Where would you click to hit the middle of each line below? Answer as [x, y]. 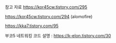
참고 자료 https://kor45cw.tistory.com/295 [46, 7]
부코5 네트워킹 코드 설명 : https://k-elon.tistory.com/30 [58, 36]
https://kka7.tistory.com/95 [32, 26]
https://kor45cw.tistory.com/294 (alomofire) [49, 16]
